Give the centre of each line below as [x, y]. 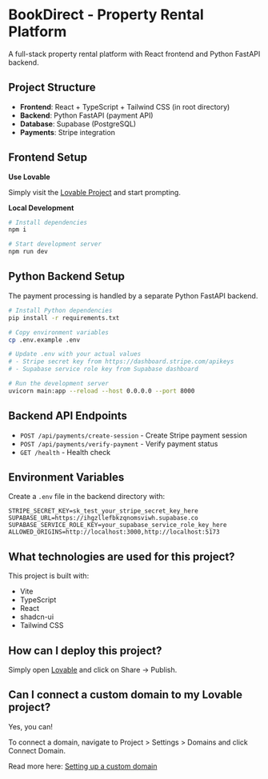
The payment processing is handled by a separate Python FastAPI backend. [133, 296]
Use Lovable [29, 177]
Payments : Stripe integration [68, 132]
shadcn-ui [37, 617]
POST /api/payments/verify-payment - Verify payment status [119, 443]
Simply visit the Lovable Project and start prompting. [95, 192]
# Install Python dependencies [60, 310]
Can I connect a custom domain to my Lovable [125, 695]
